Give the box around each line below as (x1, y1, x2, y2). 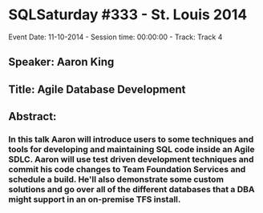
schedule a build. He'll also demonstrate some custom (8, 174, 225, 185)
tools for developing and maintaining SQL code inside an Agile (8, 144, 255, 155)
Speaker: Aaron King (8, 55, 115, 69)
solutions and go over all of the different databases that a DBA (8, 184, 255, 195)
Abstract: (8, 110, 57, 123)
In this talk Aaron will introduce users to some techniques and (8, 134, 254, 145)
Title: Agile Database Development (8, 82, 186, 96)
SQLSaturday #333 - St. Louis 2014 (8, 6, 248, 24)
